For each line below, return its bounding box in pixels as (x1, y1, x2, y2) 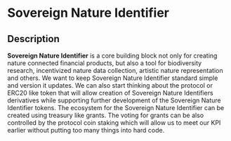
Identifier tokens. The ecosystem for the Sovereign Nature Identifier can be (7, 104, 225, 112)
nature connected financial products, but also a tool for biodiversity (7, 59, 202, 67)
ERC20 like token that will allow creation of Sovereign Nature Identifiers (7, 89, 213, 97)
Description (7, 33, 60, 45)
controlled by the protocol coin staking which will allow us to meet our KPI (7, 119, 221, 127)
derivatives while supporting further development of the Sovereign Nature (7, 96, 221, 105)
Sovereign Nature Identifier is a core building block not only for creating (7, 51, 218, 60)
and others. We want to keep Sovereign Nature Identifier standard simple (7, 74, 218, 82)
